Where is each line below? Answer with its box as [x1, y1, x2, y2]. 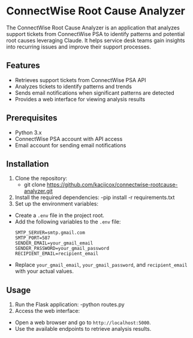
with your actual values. [14, 268, 74, 275]
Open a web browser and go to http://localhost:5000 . [14, 319, 151, 326]
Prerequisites [6, 113, 58, 123]
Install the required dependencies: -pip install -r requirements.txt [14, 194, 175, 201]
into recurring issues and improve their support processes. [6, 43, 152, 50]
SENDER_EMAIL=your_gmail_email [14, 240, 94, 246]
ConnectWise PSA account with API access [14, 135, 123, 142]
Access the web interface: [14, 307, 80, 315]
